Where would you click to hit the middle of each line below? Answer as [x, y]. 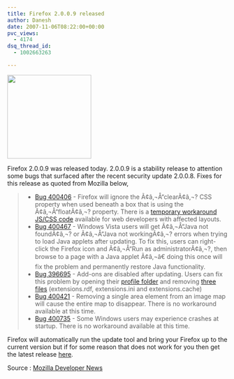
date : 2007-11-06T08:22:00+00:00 [56, 27]
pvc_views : [23, 33]
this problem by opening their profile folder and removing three [125, 281]
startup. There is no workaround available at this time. [112, 326]
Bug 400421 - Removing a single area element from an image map [130, 296]
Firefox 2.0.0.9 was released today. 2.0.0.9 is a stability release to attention [115, 168]
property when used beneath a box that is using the [109, 204]
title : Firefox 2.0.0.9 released [56, 14]
